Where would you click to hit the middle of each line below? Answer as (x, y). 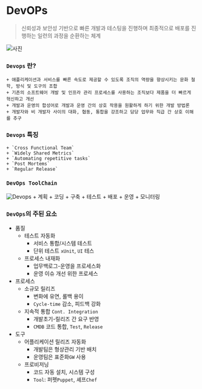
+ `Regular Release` (32, 169)
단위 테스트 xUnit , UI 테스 (64, 251)
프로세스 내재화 (42, 259)
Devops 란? (21, 65)
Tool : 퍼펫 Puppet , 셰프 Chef (65, 380)
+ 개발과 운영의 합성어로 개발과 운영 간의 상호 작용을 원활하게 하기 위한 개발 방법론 (98, 106)
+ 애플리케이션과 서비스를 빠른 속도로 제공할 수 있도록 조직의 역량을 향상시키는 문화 (97, 80)
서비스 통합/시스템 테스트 (62, 244)
